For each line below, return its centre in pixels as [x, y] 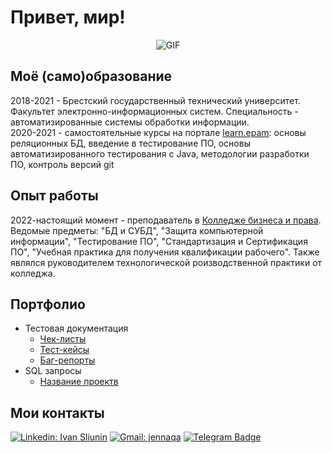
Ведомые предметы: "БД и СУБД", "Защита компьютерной [137, 230]
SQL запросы [53, 371]
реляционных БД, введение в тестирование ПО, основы [130, 143]
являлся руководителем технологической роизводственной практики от [166, 262]
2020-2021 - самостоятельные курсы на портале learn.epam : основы [158, 132]
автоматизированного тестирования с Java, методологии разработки [160, 153]
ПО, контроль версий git [62, 164]
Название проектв [79, 382]
